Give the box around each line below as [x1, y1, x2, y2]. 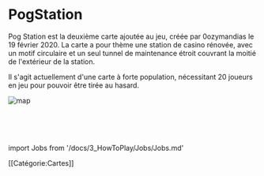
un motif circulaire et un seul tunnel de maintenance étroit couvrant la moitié [8, 48, 257, 58]
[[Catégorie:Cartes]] [8, 158, 74, 167]
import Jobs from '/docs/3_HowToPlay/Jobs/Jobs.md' [8, 143, 184, 152]
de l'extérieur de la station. [8, 57, 96, 66]
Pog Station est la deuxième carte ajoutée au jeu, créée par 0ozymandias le [8, 32, 255, 41]
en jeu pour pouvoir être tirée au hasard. [8, 81, 140, 90]
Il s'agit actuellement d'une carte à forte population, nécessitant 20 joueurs [8, 72, 253, 81]
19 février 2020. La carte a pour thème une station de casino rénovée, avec [8, 39, 253, 49]
